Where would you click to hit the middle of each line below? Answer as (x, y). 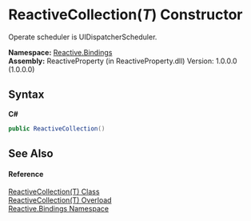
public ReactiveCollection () (57, 129)
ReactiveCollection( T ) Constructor (125, 15)
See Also (31, 154)
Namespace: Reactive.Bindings (60, 52)
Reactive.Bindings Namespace (59, 209)
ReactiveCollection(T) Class (54, 192)
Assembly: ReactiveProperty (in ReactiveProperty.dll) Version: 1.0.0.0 (123, 61)
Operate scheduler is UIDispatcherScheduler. (83, 37)
